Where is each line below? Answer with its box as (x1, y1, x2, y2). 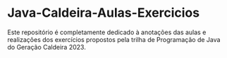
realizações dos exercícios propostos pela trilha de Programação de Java (7, 35, 221, 43)
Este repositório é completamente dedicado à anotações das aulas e (7, 28, 207, 36)
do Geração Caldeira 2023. (7, 43, 86, 51)
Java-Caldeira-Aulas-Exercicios (7, 5, 200, 21)
